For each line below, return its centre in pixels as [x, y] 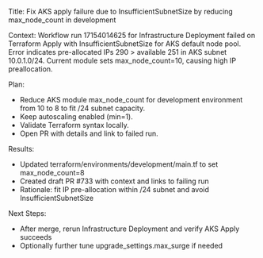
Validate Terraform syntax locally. [74, 125]
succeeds [36, 237]
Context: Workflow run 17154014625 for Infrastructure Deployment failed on [132, 35]
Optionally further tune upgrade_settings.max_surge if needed [121, 246]
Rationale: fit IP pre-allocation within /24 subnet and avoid [114, 189]
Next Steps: [27, 213]
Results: [21, 149]
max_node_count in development [62, 20]
